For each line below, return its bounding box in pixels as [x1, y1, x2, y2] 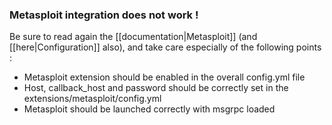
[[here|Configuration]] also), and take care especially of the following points [9, 41, 322, 53]
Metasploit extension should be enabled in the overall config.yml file [23, 71, 306, 83]
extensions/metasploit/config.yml [23, 93, 162, 105]
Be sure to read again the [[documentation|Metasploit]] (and [9, 31, 258, 43]
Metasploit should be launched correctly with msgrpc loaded [23, 103, 276, 115]
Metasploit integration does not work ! [9, 8, 199, 22]
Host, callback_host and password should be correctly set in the [23, 82, 289, 94]
